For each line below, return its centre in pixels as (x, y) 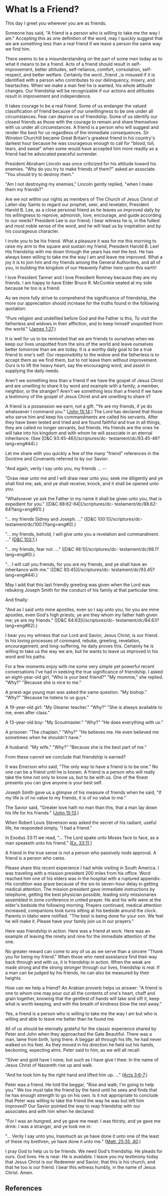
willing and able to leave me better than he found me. (60, 1019)
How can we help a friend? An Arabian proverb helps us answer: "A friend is (84, 988)
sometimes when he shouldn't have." (43, 737)
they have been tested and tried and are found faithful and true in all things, (83, 422)
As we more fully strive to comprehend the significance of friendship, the (81, 298)
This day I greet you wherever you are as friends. (56, 23)
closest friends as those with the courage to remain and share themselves (82, 122)
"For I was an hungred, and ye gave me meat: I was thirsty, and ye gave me (83, 1121)
